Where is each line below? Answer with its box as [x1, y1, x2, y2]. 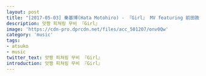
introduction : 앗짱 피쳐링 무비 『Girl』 [6, 60, 103, 66]
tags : [6, 37, 20, 44]
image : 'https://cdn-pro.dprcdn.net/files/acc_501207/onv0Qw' [6, 26, 169, 32]
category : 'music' [6, 32, 53, 38]
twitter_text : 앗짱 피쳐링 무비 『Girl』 [6, 55, 103, 61]
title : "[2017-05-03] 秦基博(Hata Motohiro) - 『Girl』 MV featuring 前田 [6, 15, 195, 21]
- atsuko [6, 44, 29, 50]
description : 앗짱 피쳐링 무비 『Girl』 [6, 20, 100, 26]
